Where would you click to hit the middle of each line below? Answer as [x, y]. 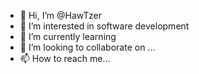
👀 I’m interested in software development [104, 26]
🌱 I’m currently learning [68, 36]
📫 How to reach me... [65, 58]
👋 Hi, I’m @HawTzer [60, 15]
